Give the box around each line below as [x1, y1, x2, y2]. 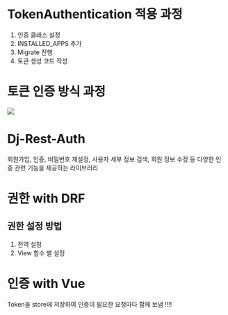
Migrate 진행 [17, 48, 53, 56]
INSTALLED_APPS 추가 [17, 39, 82, 47]
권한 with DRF [7, 191, 85, 206]
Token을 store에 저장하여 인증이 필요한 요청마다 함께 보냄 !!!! [7, 300, 172, 308]
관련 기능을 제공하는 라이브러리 [14, 163, 99, 172]
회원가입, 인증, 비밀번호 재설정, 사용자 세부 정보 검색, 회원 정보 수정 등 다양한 [7, 154, 214, 163]
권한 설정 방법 [7, 220, 63, 232]
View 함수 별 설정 [17, 248, 65, 257]
